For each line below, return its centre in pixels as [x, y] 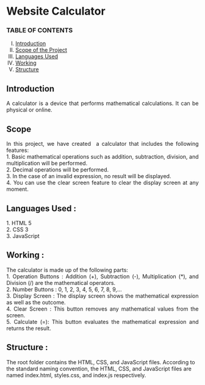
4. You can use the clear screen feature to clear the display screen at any [103, 183]
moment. [17, 189]
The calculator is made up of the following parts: [67, 270]
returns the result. [29, 328]
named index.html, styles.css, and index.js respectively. [76, 375]
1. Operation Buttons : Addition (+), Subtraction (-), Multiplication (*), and [103, 276]
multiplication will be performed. [47, 164]
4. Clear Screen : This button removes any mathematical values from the [103, 309]
